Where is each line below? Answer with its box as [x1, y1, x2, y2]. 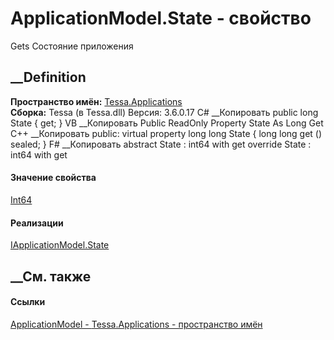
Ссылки [10, 296, 46, 308]
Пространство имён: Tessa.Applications [10, 95, 183, 107]
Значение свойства [10, 172, 97, 184]
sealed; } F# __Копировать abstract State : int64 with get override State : [10, 138, 312, 150]
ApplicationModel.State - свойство [10, 7, 312, 30]
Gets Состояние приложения [10, 40, 134, 52]
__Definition [10, 69, 87, 86]
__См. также [10, 268, 92, 285]
